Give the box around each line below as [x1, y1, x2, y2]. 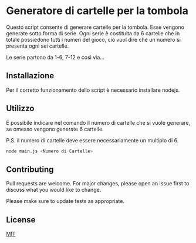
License [6, 215, 36, 225]
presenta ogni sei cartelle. [6, 42, 69, 49]
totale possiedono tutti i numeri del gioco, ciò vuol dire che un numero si [6, 36, 181, 43]
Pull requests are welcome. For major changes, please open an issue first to [6, 180, 190, 187]
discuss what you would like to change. [6, 187, 102, 194]
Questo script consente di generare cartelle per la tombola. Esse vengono [6, 24, 185, 31]
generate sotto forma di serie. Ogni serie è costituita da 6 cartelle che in [6, 29, 180, 36]
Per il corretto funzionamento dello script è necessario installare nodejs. [6, 86, 180, 94]
